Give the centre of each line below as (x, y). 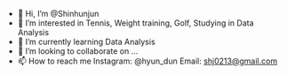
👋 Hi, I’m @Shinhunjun (58, 14)
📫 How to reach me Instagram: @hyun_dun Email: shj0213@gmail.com (147, 61)
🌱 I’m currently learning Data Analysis (86, 41)
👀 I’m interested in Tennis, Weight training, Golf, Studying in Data (136, 23)
